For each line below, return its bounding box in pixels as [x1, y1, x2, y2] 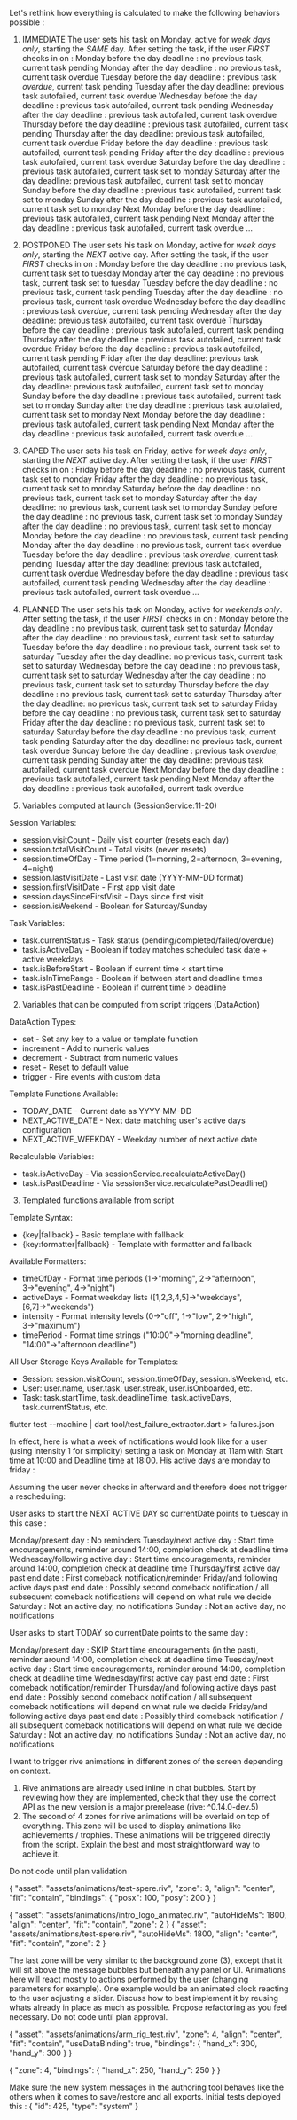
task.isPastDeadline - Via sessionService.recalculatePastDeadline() [21, 1178, 269, 1188]
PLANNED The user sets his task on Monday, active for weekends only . [21, 604, 283, 615]
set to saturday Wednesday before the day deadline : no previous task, [21, 661, 281, 671]
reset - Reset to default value [21, 1062, 129, 1072]
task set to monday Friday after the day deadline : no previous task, [21, 474, 269, 484]
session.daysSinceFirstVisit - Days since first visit [21, 891, 204, 901]
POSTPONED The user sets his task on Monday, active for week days [21, 239, 277, 250]
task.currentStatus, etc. [21, 1402, 108, 1412]
